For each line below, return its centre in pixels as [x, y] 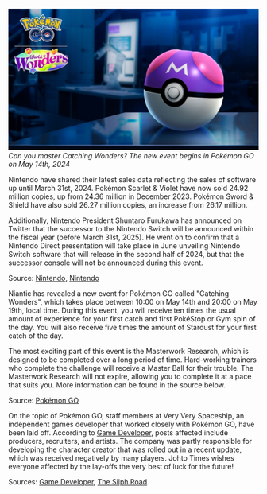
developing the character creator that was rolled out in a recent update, [125, 449]
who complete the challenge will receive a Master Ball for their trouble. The [131, 368]
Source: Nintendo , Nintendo [54, 278]
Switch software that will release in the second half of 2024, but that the [126, 254]
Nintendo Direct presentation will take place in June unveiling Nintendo [124, 245]
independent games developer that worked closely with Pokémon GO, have [132, 424]
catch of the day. [36, 336]
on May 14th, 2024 [39, 164]
